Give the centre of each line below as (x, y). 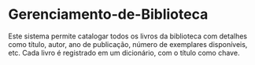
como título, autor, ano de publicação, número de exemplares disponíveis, (128, 44)
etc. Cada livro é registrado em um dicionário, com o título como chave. (124, 52)
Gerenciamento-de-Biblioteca (108, 14)
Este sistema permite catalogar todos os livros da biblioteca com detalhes (128, 36)
